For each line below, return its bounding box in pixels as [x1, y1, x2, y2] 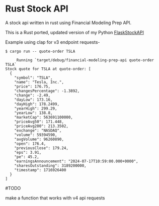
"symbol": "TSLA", [14, 75, 53, 80]
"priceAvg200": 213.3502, [14, 124, 69, 129]
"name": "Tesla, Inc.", [14, 79, 64, 84]
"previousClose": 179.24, [14, 145, 69, 151]
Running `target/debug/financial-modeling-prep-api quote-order [16, 57, 154, 63]
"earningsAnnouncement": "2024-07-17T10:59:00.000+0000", [14, 159, 138, 164]
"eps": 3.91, [14, 150, 42, 155]
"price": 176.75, [14, 84, 51, 89]
